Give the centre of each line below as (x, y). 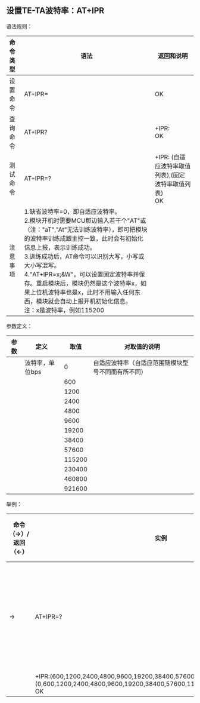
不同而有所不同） (123, 372)
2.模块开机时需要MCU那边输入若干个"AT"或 (85, 220)
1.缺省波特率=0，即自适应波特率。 (72, 211)
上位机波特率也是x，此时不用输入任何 (82, 292)
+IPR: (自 (167, 157)
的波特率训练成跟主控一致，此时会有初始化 (84, 238)
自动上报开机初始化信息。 (96, 301)
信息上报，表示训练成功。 (60, 247)
